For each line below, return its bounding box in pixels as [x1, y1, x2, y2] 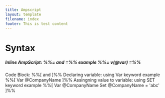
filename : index [5, 16, 39, 21]
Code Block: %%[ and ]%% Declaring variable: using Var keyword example [5, 72, 160, 78]
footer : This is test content [5, 21, 68, 26]
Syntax [5, 43, 35, 54]
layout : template [5, 12, 41, 17]
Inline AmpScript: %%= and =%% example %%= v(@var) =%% [5, 59, 141, 65]
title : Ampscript [5, 7, 41, 12]
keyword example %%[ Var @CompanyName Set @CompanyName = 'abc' [5, 83, 160, 89]
